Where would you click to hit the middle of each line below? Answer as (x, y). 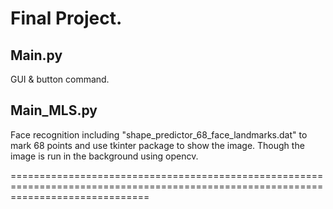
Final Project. (66, 18)
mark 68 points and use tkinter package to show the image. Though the (157, 145)
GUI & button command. (60, 79)
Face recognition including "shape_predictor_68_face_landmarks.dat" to (159, 134)
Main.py (36, 55)
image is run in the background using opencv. (104, 156)
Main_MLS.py (54, 110)
